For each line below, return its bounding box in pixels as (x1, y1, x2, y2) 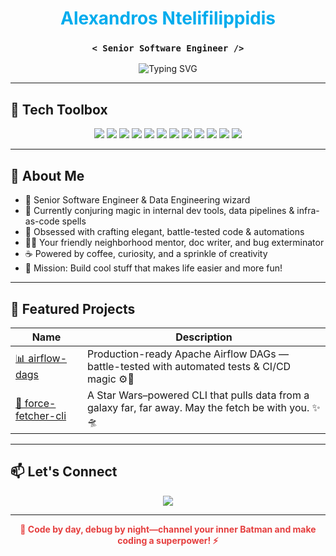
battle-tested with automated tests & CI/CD (86, 359, 292, 373)
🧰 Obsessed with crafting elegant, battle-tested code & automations (24, 226, 305, 238)
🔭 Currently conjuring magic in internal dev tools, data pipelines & (24, 205, 295, 217)
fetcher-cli (15, 409, 67, 423)
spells (61, 215, 87, 227)
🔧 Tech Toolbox (10, 101, 108, 118)
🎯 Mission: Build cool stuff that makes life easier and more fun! (24, 262, 283, 274)
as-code (24, 215, 60, 227)
